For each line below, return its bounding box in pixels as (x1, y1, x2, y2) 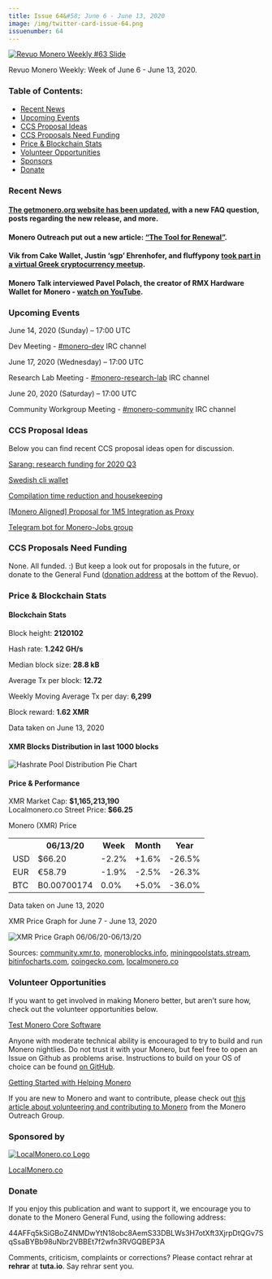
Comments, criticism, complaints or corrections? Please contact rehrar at (8, 1253, 253, 1263)
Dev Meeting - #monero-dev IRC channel (8, 341, 147, 351)
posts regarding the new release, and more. (8, 213, 159, 224)
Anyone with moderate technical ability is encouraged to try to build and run (8, 1036, 263, 1045)
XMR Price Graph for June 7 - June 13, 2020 (8, 917, 157, 926)
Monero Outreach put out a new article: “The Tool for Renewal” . (8, 232, 227, 242)
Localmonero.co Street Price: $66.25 (8, 805, 134, 815)
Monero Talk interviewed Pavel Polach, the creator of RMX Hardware (8, 278, 245, 287)
